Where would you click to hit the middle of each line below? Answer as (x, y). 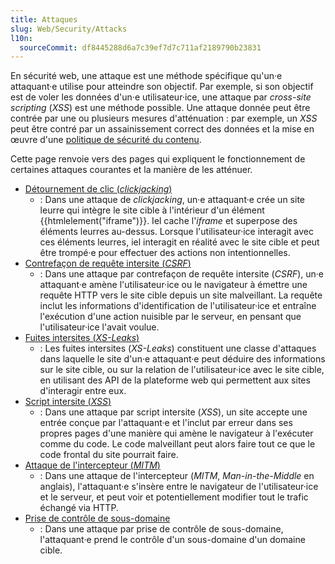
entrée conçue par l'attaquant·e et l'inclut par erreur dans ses (166, 423)
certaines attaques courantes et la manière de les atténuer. (131, 170)
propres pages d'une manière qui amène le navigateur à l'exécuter (176, 433)
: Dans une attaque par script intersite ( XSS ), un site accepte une (173, 412)
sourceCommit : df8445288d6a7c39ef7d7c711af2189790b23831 (140, 47)
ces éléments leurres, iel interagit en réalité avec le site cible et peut (179, 242)
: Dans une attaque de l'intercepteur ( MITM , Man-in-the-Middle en (177, 476)
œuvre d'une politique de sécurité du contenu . (106, 140)
